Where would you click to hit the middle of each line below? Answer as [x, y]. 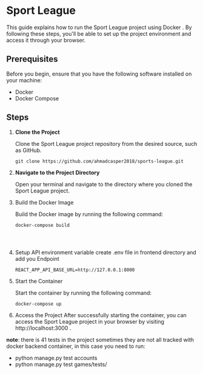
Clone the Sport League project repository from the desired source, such [106, 143]
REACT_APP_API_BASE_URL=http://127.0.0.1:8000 [75, 270]
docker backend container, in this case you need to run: [76, 346]
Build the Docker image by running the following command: [89, 214]
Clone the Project [37, 132]
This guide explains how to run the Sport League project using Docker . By [99, 27]
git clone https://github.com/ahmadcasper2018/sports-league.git [99, 161]
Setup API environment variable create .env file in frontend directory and [106, 252]
